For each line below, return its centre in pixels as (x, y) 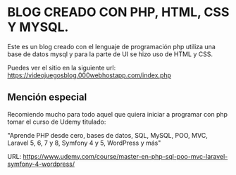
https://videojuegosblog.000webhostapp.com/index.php (89, 75)
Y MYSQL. (38, 27)
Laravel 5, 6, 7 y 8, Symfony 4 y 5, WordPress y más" (84, 143)
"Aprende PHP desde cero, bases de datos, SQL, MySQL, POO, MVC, (107, 135)
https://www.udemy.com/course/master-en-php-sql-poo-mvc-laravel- (125, 156)
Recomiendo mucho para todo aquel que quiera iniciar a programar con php (117, 114)
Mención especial (47, 97)
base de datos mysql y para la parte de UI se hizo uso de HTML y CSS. (110, 54)
